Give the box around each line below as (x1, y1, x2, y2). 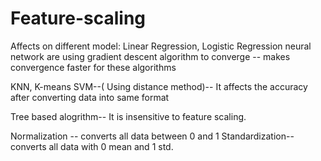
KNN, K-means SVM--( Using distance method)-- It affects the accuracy (10, 80, 308, 92)
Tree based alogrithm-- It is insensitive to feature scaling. (10, 110, 247, 122)
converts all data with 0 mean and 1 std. (10, 140, 174, 152)
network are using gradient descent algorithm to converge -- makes (10, 50, 291, 62)
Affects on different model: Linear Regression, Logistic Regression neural (10, 40, 312, 52)
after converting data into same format (10, 91, 170, 103)
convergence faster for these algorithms (10, 61, 177, 73)
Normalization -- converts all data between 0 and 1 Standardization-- (10, 130, 295, 142)
